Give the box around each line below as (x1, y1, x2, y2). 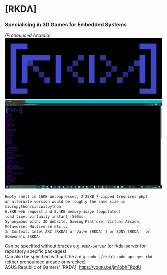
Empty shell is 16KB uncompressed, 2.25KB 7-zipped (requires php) (5, 194, 148, 199)
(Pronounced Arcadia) (5, 32, 51, 38)
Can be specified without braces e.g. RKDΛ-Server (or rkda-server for (5, 243, 146, 249)
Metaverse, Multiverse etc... (5, 224, 68, 229)
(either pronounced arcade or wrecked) (5, 259, 86, 265)
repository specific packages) (5, 248, 67, 254)
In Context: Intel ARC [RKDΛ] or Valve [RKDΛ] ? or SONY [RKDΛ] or (5, 229, 150, 234)
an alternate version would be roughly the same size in (5, 199, 126, 204)
